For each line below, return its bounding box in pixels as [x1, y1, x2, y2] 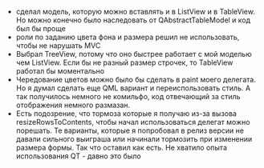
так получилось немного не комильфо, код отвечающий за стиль [15, 92, 241, 101]
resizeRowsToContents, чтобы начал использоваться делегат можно [15, 118, 250, 126]
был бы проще [15, 24, 66, 33]
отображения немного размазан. [15, 100, 131, 110]
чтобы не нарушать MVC [15, 41, 101, 50]
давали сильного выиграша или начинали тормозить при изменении [15, 134, 253, 143]
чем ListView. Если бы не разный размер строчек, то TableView [15, 58, 234, 67]
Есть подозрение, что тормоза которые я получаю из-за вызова [15, 109, 237, 118]
